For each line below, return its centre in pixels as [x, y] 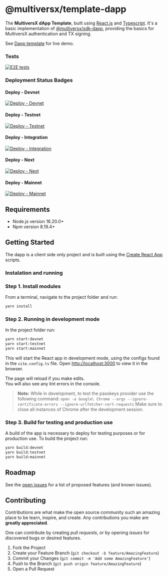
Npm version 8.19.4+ [34, 227]
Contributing [25, 500]
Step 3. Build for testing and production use [59, 422]
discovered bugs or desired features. [43, 538]
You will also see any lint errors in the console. [53, 383]
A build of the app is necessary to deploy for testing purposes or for [75, 433]
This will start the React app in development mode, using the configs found [82, 358]
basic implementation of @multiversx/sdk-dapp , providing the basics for [79, 28]
